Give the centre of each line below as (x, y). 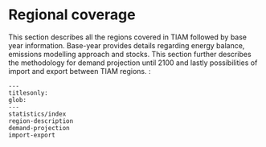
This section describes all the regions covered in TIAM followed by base (128, 37)
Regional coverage (72, 15)
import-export (32, 135)
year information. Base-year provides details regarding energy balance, (127, 45)
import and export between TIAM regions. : (80, 71)
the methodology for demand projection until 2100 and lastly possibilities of (133, 63)
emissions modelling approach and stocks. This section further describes (130, 54)
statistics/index (37, 114)
